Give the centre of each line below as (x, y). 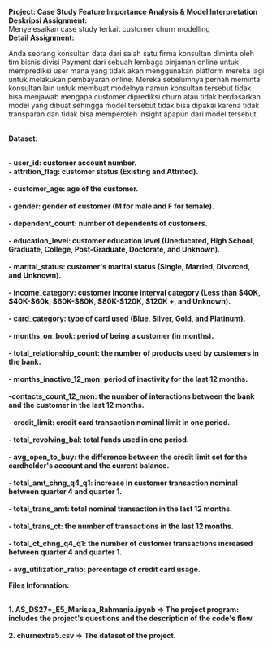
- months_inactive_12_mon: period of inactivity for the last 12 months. (128, 379)
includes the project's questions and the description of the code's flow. (131, 618)
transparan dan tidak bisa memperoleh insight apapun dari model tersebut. (133, 114)
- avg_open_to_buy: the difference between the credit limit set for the (128, 457)
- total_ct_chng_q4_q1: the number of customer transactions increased (131, 543)
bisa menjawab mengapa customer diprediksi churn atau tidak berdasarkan (135, 96)
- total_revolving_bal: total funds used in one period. (99, 440)
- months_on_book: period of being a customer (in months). (111, 336)
